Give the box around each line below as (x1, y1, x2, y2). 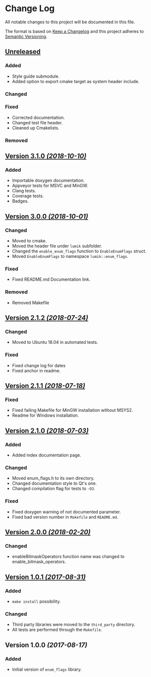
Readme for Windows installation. (12, 412, 79, 418)
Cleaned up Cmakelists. (12, 125, 60, 131)
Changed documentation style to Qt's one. (12, 480, 97, 486)
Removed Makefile (12, 300, 49, 305)
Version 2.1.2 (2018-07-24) (5, 314, 89, 322)
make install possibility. (12, 598, 61, 605)
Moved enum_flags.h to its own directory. (12, 475, 95, 481)
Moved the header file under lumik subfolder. (12, 243, 103, 249)
